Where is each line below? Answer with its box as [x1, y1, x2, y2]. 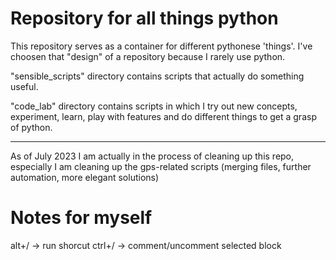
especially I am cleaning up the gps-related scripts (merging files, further [10, 160, 312, 172]
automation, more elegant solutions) [10, 171, 160, 183]
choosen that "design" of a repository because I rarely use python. [10, 50, 286, 62]
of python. [10, 121, 53, 133]
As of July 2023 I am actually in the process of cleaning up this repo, [10, 150, 295, 162]
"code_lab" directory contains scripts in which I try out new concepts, [10, 100, 298, 112]
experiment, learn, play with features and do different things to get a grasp [10, 110, 317, 122]
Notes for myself [10, 207, 153, 229]
